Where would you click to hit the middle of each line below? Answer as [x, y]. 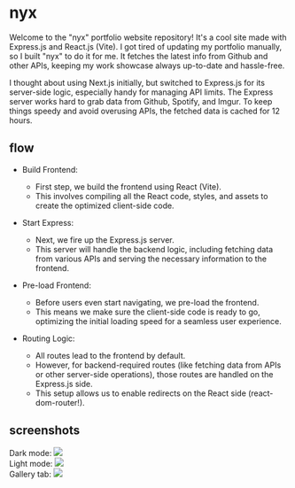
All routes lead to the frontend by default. [110, 355]
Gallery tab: [30, 474]
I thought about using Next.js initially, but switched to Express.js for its [137, 82]
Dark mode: [31, 453]
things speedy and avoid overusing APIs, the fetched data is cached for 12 [145, 111]
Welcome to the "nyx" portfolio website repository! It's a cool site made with [148, 37]
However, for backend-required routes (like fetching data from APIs [158, 365]
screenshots [45, 431]
